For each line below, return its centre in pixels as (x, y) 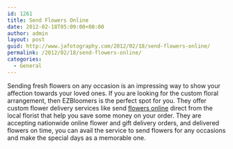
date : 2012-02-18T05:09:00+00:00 (56, 27)
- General (28, 66)
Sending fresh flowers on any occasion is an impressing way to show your (114, 85)
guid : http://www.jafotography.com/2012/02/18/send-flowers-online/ (109, 46)
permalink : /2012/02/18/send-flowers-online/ (74, 53)
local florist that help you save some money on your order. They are (104, 115)
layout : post (26, 40)
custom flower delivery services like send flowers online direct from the (110, 108)
